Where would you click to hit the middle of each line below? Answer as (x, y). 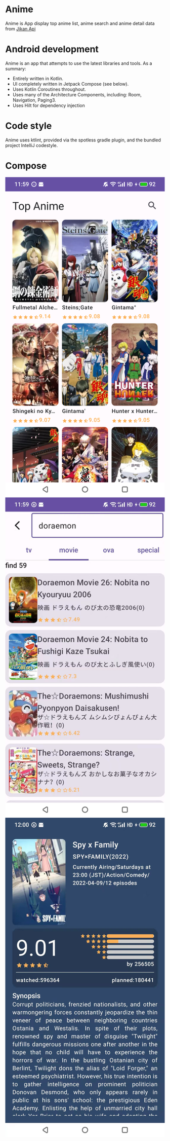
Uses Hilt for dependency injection (49, 105)
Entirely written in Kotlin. (38, 78)
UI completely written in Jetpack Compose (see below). (71, 84)
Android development (52, 49)
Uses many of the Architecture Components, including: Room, (77, 94)
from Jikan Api (20, 28)
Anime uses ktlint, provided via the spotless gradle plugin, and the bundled (83, 140)
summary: (16, 68)
